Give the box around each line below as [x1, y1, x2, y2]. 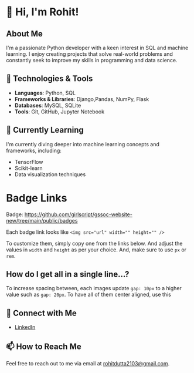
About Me [6, 29, 43, 39]
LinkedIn [14, 324, 36, 331]
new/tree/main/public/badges [6, 217, 78, 224]
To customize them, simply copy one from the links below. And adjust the [6, 240, 183, 247]
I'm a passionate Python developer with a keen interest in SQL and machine [6, 44, 189, 51]
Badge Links [6, 191, 67, 204]
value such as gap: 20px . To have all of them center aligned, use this [6, 291, 171, 298]
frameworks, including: [6, 147, 62, 154]
